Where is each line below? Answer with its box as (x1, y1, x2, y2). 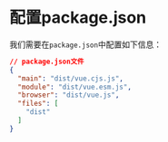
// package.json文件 (9, 57, 84, 66)
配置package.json (9, 7, 147, 28)
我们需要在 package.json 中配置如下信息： (9, 39, 162, 50)
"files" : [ (17, 99, 59, 109)
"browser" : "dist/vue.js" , (17, 90, 120, 99)
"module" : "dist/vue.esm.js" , (17, 82, 132, 91)
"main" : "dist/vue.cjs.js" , (17, 73, 124, 83)
